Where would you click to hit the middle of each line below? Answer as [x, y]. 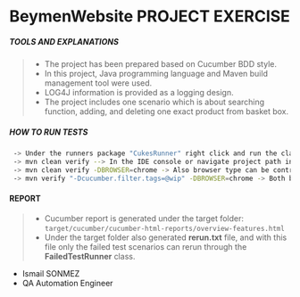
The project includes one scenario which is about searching [154, 102]
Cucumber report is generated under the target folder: [144, 218]
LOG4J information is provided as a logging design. [139, 93]
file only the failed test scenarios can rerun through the [146, 246]
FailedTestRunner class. [90, 256]
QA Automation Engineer [67, 283]
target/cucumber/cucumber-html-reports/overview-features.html [165, 228]
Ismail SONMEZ [51, 273]
